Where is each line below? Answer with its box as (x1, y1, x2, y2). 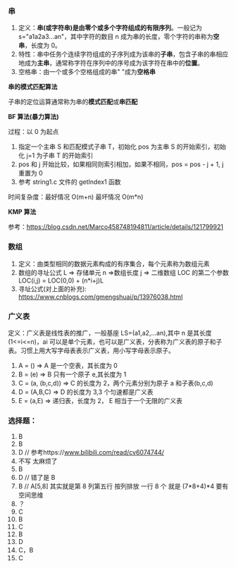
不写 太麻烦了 (18, 457, 58, 466)
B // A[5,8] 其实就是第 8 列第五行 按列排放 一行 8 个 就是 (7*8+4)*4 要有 (18, 482, 229, 490)
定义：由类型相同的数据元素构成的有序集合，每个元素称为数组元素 (18, 259, 210, 268)
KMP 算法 (8, 208, 37, 216)
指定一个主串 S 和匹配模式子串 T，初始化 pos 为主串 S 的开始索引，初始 (18, 142, 226, 151)
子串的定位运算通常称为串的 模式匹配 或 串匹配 (8, 97, 138, 106)
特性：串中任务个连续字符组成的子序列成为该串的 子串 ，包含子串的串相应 (18, 50, 228, 58)
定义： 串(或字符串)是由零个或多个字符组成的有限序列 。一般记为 (18, 23, 203, 32)
